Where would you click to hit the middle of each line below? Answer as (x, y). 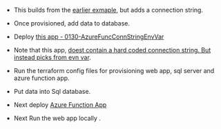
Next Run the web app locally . (57, 118)
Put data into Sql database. (52, 91)
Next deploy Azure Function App (60, 105)
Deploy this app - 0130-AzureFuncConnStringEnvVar (89, 37)
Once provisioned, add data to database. (71, 23)
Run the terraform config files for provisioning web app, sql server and (114, 71)
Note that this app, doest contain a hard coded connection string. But (112, 50)
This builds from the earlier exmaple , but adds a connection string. (108, 10)
